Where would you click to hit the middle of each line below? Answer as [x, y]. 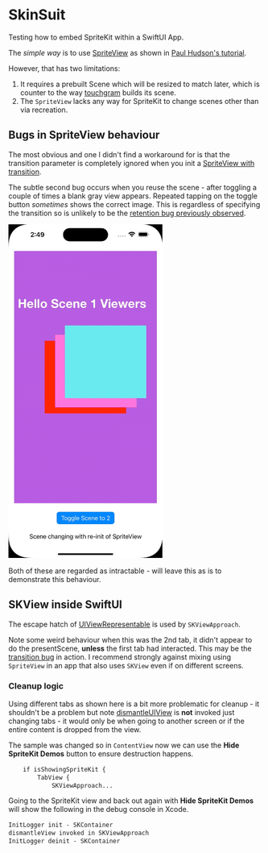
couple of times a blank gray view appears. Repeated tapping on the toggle [133, 196]
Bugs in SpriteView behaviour [84, 135]
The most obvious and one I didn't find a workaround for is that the [120, 154]
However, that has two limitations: [64, 68]
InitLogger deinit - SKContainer [64, 841]
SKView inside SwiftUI [65, 605]
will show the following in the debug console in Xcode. [99, 809]
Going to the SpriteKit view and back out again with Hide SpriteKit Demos [131, 801]
